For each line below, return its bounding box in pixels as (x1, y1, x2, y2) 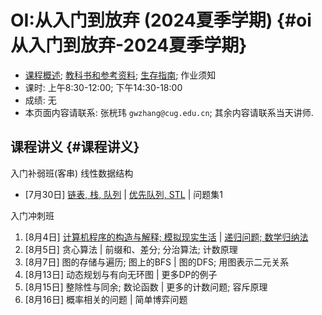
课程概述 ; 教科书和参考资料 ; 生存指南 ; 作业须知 (24, 69, 217, 81)
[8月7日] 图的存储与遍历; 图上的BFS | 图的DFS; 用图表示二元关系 (24, 256, 290, 268)
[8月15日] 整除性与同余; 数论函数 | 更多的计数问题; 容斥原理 (24, 281, 268, 293)
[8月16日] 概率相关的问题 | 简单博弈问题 (24, 293, 188, 305)
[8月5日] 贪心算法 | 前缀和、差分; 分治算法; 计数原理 (24, 243, 238, 255)
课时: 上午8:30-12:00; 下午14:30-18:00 (24, 81, 183, 93)
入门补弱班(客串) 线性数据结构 (10, 167, 134, 179)
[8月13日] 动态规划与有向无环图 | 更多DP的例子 (24, 268, 218, 280)
